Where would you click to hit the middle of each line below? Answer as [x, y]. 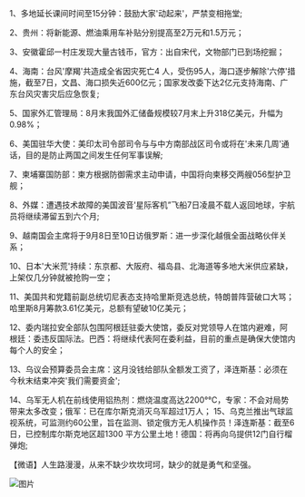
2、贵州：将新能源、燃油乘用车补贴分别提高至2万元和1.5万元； [127, 33]
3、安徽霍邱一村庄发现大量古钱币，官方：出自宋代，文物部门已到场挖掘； [147, 52]
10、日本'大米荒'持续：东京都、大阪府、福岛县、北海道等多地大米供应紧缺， [151, 266]
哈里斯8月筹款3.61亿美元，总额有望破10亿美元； [99, 308]
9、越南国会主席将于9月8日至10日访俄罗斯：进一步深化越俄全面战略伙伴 [144, 235]
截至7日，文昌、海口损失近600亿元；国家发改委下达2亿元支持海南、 [152, 83]
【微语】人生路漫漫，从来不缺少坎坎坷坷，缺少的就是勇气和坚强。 [133, 464]
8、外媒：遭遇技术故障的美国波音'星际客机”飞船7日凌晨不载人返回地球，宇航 [152, 205]
